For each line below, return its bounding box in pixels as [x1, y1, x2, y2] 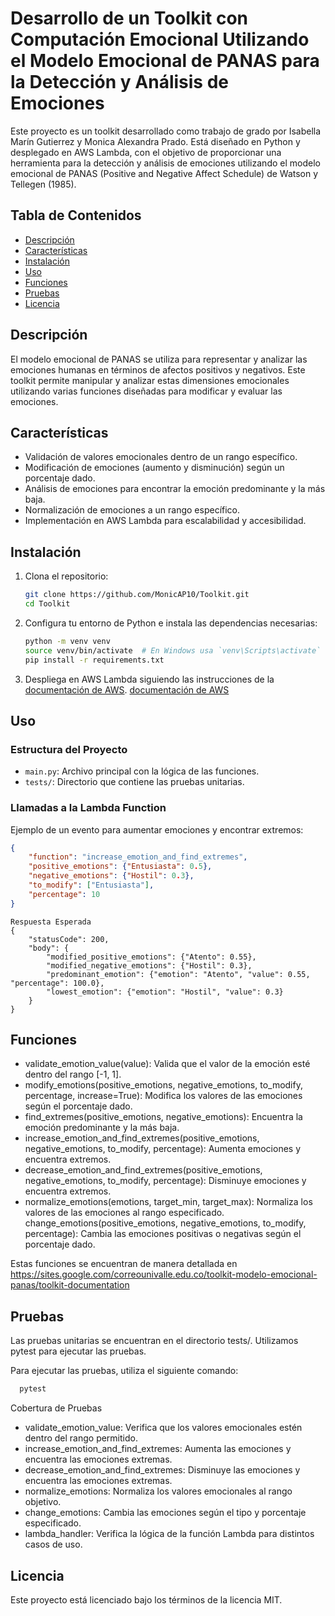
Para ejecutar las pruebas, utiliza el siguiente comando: [10, 1365, 239, 1377]
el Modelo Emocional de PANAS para [10, 50, 320, 72]
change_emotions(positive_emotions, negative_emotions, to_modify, [24, 1217, 307, 1229]
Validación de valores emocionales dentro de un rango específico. [24, 451, 298, 463]
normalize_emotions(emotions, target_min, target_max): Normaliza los [24, 1196, 313, 1208]
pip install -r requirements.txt [24, 655, 165, 665]
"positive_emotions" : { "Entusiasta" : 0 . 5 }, [28, 862, 213, 872]
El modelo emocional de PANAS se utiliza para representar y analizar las [10, 353, 308, 365]
